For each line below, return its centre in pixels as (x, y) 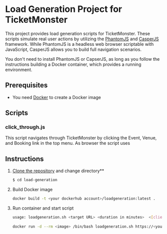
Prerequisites (26, 85)
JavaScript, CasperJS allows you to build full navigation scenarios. (74, 49)
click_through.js (25, 127)
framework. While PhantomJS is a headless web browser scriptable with (80, 44)
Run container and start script (43, 208)
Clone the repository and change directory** (58, 171)
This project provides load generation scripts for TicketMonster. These (78, 33)
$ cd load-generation (35, 180)
